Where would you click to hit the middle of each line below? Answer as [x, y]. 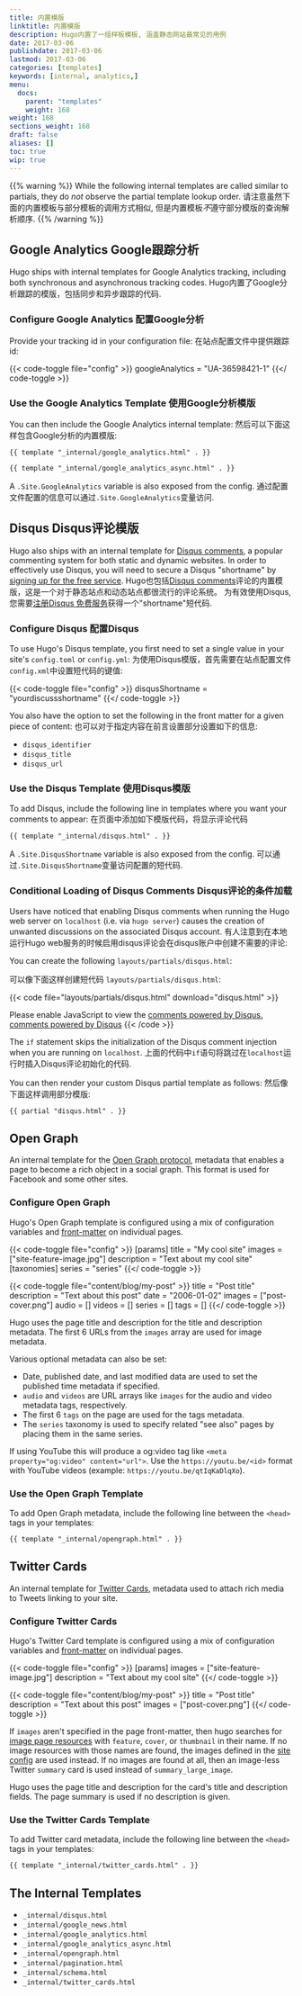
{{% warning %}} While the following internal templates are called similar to [149, 185]
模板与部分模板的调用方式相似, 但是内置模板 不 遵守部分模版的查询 [160, 207]
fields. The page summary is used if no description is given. [120, 1797]
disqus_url [43, 764]
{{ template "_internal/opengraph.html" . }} [96, 1540]
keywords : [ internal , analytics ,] [74, 76]
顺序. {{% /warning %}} [60, 219]
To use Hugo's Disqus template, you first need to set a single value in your [147, 649]
